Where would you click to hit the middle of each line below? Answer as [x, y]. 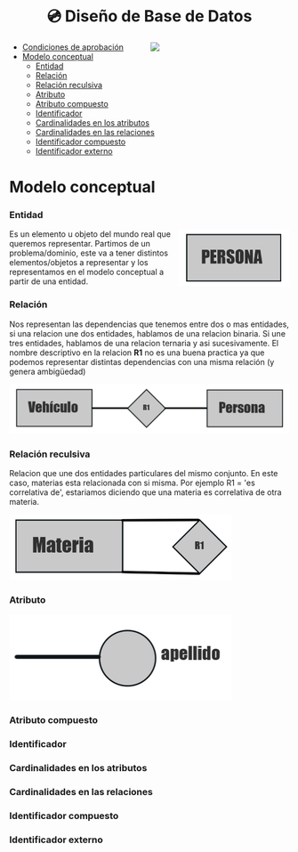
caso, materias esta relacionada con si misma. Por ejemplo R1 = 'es [132, 483]
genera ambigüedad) [48, 371]
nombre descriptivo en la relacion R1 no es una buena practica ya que [137, 353]
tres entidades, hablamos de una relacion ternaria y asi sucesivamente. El [144, 343]
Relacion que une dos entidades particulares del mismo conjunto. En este [144, 474]
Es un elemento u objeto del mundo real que [90, 234]
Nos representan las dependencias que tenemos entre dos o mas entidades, [149, 324]
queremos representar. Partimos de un [80, 244]
